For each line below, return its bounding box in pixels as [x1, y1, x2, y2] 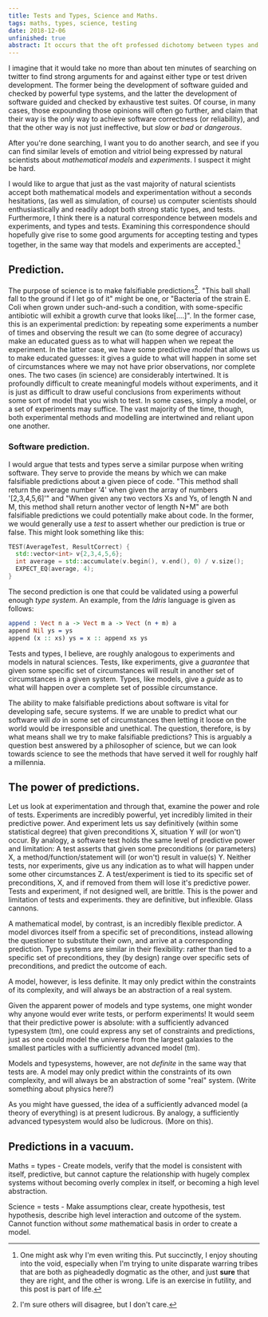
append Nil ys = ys [8, 626, 73, 635]
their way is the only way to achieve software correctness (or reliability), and [8, 114, 260, 124]
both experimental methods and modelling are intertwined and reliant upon [8, 413, 254, 422]
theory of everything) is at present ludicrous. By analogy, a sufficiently [8, 1108, 239, 1118]
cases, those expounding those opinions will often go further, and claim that [8, 105, 258, 116]
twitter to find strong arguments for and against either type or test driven [8, 72, 247, 81]
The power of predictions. [8, 780, 140, 794]
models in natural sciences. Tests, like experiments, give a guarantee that [8, 657, 250, 667]
